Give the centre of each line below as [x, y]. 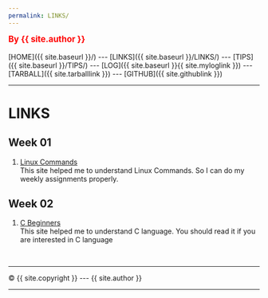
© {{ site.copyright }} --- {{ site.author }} [75, 278]
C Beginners [40, 223]
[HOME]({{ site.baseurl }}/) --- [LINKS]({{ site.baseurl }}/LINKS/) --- [120, 57]
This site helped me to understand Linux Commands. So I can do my [132, 170]
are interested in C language [66, 240]
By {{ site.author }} [47, 39]
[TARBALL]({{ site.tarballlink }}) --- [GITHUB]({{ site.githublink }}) [116, 73]
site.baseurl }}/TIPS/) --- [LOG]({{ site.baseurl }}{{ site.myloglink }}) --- [136, 65]
